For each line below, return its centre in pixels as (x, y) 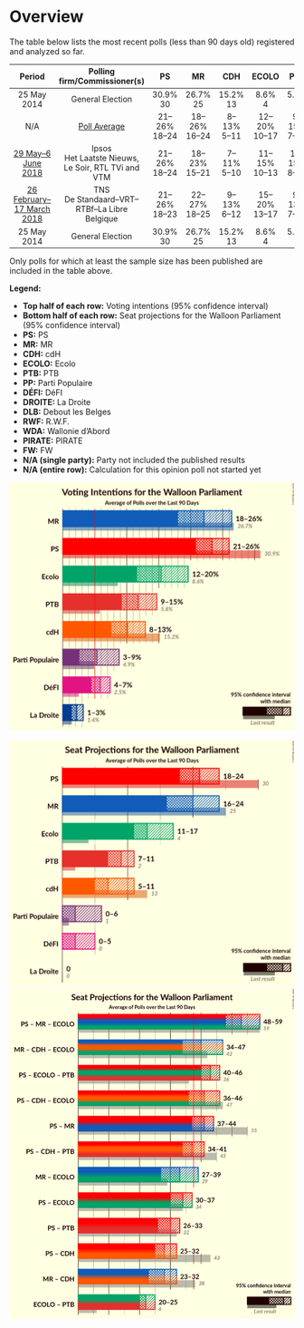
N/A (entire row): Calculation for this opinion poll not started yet (142, 470)
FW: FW (38, 451)
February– (32, 199)
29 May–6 (32, 153)
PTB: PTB (41, 373)
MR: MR (38, 344)
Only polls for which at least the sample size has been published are (136, 261)
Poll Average (101, 126)
